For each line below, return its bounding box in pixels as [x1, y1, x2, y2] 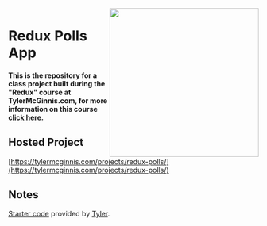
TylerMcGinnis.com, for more [8, 95, 108, 105]
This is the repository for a [8, 71, 98, 80]
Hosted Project [8, 136, 84, 149]
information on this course [8, 104, 98, 113]
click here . [8, 113, 44, 122]
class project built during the [8, 79, 106, 88]
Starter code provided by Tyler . [8, 209, 110, 219]
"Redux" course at [8, 87, 72, 97]
